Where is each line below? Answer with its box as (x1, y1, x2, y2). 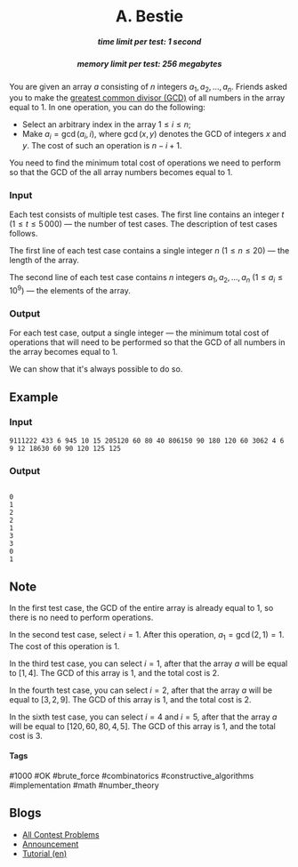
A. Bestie (115, 6, 184, 27)
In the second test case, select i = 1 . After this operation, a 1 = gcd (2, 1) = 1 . (9, 629, 285, 642)
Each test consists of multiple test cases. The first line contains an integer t (9, 209, 285, 220)
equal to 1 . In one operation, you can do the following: (9, 102, 206, 113)
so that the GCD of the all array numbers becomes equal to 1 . (9, 167, 233, 178)
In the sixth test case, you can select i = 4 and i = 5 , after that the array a (9, 711, 278, 722)
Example (9, 389, 59, 405)
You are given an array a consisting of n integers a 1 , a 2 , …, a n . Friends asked (9, 81, 287, 94)
